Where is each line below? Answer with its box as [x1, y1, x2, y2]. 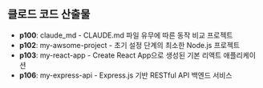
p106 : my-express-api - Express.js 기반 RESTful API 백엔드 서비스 [18, 70, 233, 80]
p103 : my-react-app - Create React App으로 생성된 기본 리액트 [18, 50, 222, 60]
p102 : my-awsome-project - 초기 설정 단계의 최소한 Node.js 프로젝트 [18, 40, 241, 50]
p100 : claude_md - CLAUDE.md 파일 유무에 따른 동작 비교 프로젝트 [18, 30, 233, 40]
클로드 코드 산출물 [7, 7, 91, 22]
